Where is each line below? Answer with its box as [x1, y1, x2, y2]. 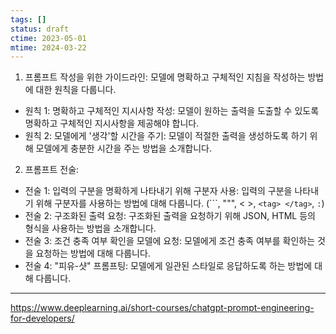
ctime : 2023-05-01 [10, 33, 87, 43]
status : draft [10, 24, 70, 34]
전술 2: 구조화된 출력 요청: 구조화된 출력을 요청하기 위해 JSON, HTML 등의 [24, 210, 316, 222]
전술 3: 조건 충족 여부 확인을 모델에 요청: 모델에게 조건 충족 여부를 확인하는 [24, 235, 316, 247]
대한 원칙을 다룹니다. [35, 84, 117, 96]
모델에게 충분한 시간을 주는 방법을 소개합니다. [35, 142, 212, 155]
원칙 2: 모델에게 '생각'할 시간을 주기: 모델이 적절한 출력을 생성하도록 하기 [24, 130, 308, 142]
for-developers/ [10, 312, 75, 325]
